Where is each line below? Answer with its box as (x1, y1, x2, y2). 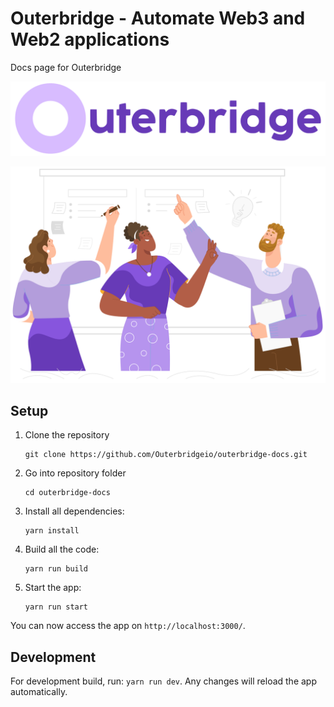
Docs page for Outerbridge (10, 61, 122, 73)
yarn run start (24, 602, 89, 612)
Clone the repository (24, 429, 110, 441)
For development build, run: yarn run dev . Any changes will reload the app (10, 675, 317, 687)
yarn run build (24, 564, 89, 574)
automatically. (10, 686, 68, 698)
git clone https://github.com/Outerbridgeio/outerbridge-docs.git (24, 450, 308, 460)
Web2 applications (10, 28, 170, 51)
